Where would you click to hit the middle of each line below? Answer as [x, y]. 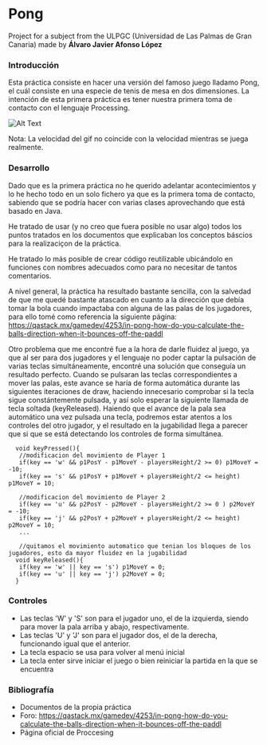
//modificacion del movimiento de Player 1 [92, 455]
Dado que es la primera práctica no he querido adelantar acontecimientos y [132, 185]
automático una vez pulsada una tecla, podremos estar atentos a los [120, 416]
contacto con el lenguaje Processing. [69, 108]
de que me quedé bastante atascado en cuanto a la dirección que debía [126, 299]
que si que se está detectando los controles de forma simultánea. [116, 434]
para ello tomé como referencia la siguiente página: [92, 317]
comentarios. [30, 275]
